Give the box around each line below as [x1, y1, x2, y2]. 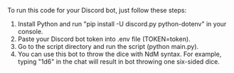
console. [17, 28, 43, 35]
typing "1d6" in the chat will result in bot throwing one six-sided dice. [17, 57, 220, 66]
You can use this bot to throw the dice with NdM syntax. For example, [17, 50, 222, 58]
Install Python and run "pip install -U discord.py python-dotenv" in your [17, 20, 227, 28]
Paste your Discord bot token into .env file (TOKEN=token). [17, 35, 191, 43]
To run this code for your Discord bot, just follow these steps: [7, 6, 187, 14]
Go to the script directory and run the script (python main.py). [17, 43, 199, 50]
